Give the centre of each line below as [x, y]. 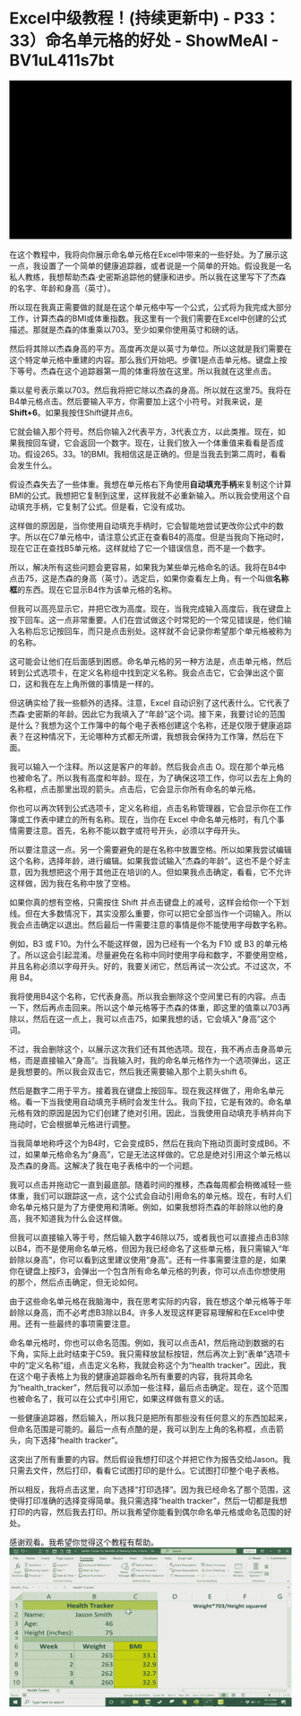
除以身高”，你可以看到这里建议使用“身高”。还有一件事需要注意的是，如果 [151, 1260]
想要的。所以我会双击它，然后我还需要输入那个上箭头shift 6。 [138, 1071]
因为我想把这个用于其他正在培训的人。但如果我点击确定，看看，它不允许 [158, 872]
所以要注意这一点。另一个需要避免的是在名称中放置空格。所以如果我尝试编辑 [150, 850]
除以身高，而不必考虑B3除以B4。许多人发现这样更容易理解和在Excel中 [147, 1313]
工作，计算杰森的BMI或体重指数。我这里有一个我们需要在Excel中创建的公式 [148, 318]
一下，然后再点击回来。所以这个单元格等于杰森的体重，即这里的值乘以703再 [150, 1008]
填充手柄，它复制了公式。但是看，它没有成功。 [103, 507]
